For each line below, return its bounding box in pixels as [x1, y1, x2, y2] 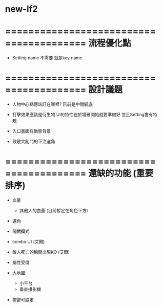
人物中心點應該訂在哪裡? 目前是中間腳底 [12, 101, 93, 107]
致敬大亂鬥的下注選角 [12, 138, 55, 145]
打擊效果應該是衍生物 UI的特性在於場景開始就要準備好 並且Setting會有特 [12, 111, 158, 118]
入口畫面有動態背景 [12, 128, 51, 134]
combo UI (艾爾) [12, 239, 45, 244]
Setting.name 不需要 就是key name [12, 55, 82, 61]
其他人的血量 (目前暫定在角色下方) [19, 208, 88, 213]
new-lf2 [5, 3, 38, 15]
